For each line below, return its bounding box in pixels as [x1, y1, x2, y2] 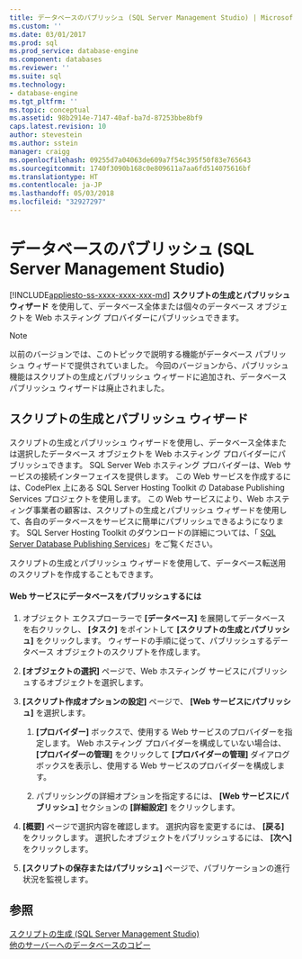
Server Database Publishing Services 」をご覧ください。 [9, 538, 218, 549]
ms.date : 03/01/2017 [9, 30, 87, 39]
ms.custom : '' [9, 22, 63, 31]
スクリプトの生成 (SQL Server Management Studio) [9, 928, 200, 939]
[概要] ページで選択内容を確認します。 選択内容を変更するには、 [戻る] [22, 820, 285, 831]
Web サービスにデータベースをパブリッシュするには [9, 591, 202, 602]
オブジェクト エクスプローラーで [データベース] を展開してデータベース [22, 612, 286, 623]
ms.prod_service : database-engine [9, 47, 139, 56]
